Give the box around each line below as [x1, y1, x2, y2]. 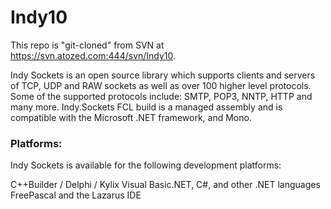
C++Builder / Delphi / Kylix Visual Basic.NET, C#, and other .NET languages [10, 179, 321, 191]
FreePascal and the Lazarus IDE [10, 189, 142, 201]
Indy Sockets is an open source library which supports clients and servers [10, 69, 316, 81]
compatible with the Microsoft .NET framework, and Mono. [10, 111, 252, 123]
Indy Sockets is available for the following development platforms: [10, 159, 282, 171]
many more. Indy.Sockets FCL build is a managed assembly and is [10, 101, 283, 113]
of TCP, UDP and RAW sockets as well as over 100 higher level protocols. [10, 79, 312, 91]
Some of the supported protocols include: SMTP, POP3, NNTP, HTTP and [10, 90, 313, 102]
